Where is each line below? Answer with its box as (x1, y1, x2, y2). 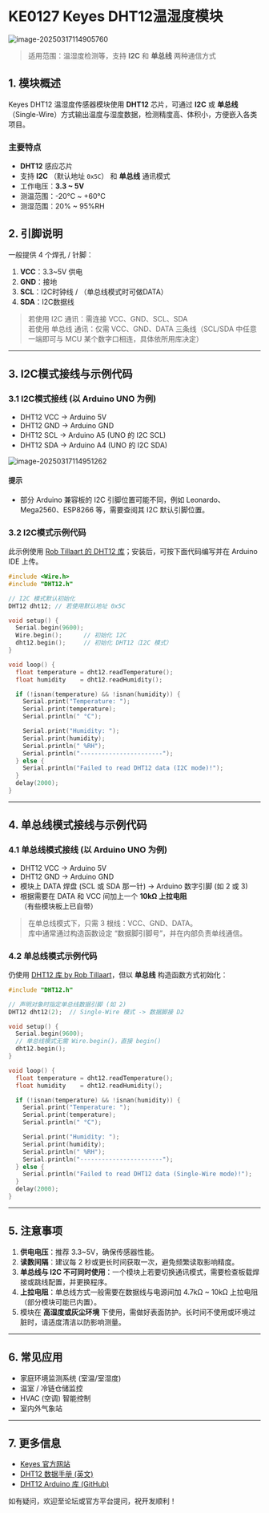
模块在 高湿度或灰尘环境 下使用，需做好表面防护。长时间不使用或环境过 (19, 1307, 256, 1317)
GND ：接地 (19, 277, 58, 286)
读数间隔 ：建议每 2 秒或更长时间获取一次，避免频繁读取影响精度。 (19, 1256, 239, 1267)
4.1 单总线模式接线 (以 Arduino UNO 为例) (8, 844, 168, 856)
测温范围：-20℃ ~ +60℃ (19, 192, 106, 201)
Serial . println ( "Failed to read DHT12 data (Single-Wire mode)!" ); (22, 1170, 252, 1179)
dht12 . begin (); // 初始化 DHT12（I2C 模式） (15, 639, 172, 647)
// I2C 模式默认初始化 (8, 594, 76, 602)
